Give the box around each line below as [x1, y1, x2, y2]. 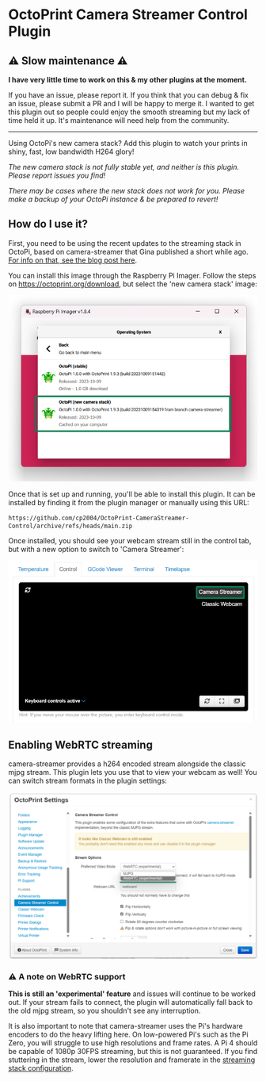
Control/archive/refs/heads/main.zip [8, 522, 133, 530]
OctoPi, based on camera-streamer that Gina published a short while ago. [8, 247, 249, 256]
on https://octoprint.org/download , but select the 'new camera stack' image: [8, 279, 257, 289]
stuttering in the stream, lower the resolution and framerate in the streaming [8, 1055, 256, 1064]
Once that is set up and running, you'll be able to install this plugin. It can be [8, 489, 256, 499]
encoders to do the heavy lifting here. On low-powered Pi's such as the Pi [8, 1029, 249, 1040]
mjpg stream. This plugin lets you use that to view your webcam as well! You [8, 768, 257, 777]
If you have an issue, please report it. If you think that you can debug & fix [8, 90, 249, 100]
